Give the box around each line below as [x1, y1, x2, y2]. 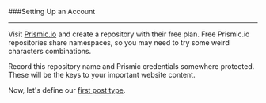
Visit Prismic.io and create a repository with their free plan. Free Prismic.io [8, 29, 250, 39]
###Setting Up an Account [8, 7, 96, 16]
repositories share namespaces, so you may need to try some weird [8, 38, 230, 47]
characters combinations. [8, 47, 92, 55]
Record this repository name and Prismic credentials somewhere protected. [8, 62, 255, 71]
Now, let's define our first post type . [8, 86, 126, 94]
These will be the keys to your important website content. [8, 71, 196, 79]
